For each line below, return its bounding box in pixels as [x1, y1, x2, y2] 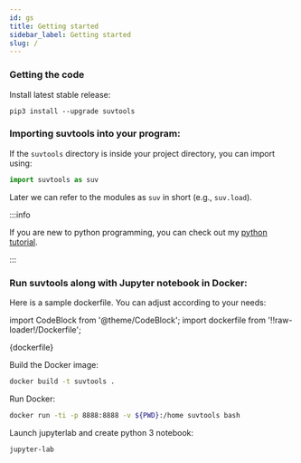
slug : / [9, 38, 39, 48]
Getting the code [9, 69, 85, 82]
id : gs [9, 13, 34, 23]
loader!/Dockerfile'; [9, 324, 81, 335]
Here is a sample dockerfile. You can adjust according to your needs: [9, 297, 267, 308]
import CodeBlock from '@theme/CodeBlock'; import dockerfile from [9, 314, 267, 326]
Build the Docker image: [9, 360, 99, 371]
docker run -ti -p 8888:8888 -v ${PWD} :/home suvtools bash [9, 410, 241, 420]
